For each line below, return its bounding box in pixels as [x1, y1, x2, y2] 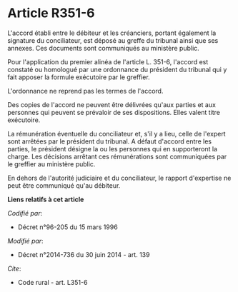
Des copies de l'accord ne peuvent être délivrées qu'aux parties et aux [7, 100, 217, 109]
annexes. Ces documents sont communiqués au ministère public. [7, 44, 200, 52]
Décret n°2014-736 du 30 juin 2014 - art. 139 [17, 250, 150, 258]
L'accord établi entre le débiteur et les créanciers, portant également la [7, 29, 217, 37]
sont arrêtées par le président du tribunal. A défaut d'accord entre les [7, 137, 212, 146]
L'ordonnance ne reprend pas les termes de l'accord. [7, 86, 164, 95]
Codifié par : [7, 208, 43, 217]
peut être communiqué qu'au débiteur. [7, 181, 121, 190]
